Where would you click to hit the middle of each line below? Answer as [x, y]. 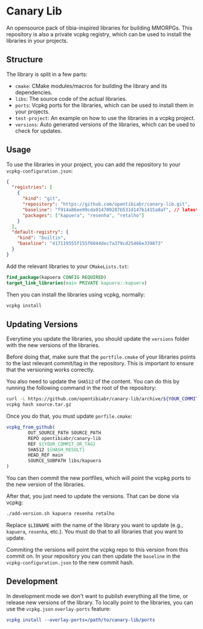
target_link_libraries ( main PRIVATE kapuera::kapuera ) [77, 283]
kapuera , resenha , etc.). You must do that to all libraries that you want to [95, 531]
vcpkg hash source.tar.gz [39, 405]
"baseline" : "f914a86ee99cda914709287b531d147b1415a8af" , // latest [110, 209]
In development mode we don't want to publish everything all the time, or [97, 596]
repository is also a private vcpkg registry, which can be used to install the [99, 34]
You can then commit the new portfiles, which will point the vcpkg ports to [99, 478]
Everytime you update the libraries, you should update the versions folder [98, 339]
